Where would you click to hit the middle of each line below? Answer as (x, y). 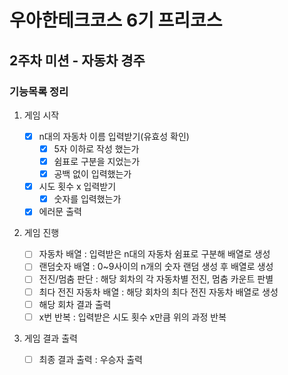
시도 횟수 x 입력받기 (77, 187)
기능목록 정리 (39, 91)
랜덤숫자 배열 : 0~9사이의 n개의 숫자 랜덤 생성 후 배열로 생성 (156, 267)
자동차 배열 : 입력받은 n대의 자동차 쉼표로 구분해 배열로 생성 (154, 254)
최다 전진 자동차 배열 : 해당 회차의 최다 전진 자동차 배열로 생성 (158, 292)
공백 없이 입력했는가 (92, 174)
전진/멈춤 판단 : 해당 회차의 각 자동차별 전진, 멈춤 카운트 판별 (156, 279)
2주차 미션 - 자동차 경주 (77, 60)
